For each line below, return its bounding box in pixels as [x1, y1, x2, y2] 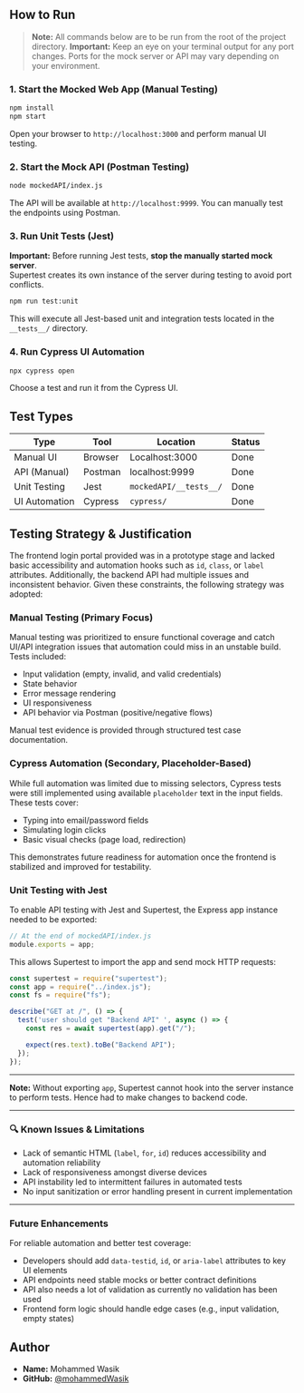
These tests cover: [9, 797, 79, 808]
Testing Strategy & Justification [9, 526, 193, 541]
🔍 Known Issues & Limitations [9, 1124, 145, 1136]
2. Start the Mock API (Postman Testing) [9, 161, 190, 173]
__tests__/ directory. [9, 323, 89, 334]
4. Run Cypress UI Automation [9, 346, 145, 358]
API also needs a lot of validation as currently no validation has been [22, 1284, 278, 1295]
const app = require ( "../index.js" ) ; [9, 982, 152, 991]
